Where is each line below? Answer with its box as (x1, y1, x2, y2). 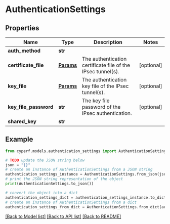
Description (93, 39, 122, 46)
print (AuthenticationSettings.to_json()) (5, 181, 94, 187)
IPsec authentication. (81, 110, 132, 117)
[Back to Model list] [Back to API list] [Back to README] (5, 213, 121, 219)
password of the (81, 104, 121, 110)
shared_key (8, 118, 37, 125)
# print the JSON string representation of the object (5, 176, 123, 182)
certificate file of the (81, 62, 131, 69)
